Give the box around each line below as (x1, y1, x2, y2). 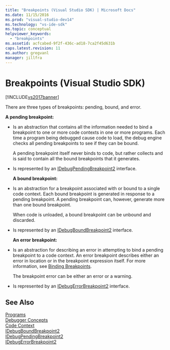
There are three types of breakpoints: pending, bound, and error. (5, 104, 141, 110)
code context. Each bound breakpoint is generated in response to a (12, 191, 155, 197)
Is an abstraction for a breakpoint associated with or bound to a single (12, 186, 160, 192)
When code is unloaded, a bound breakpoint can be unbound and (12, 212, 152, 218)
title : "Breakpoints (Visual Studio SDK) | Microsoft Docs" (5, 7, 136, 13)
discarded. (12, 217, 36, 223)
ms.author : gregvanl (5, 50, 50, 55)
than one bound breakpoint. (12, 202, 71, 208)
